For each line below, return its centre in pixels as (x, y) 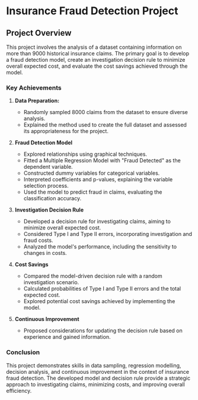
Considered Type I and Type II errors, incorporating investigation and (108, 234)
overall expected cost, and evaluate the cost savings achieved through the (97, 66)
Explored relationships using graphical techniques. (85, 154)
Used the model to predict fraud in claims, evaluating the (93, 192)
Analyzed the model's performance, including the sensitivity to (100, 247)
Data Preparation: (37, 101)
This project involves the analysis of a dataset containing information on (94, 47)
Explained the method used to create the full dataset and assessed (105, 125)
